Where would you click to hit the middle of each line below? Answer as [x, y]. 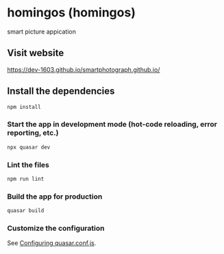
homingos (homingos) [71, 13]
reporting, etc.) [33, 133]
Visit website [36, 53]
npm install [24, 107]
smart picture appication [42, 31]
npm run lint [26, 179]
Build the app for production [55, 196]
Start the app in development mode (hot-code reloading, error [112, 125]
